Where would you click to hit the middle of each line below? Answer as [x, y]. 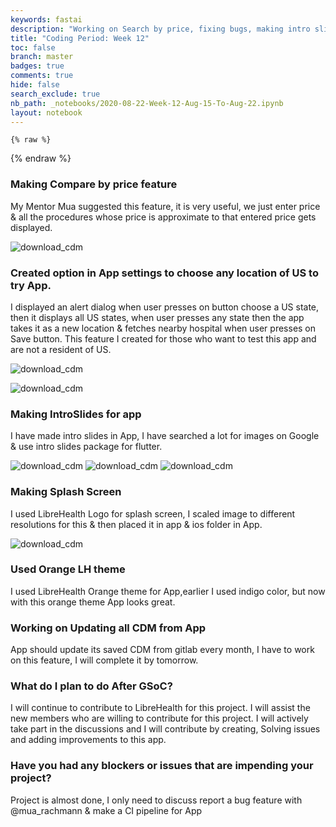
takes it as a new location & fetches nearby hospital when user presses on [163, 328]
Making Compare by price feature [94, 184]
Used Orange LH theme [68, 569]
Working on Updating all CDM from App [108, 628]
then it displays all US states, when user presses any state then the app [157, 317]
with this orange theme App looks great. [93, 602]
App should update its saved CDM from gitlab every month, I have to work [162, 650]
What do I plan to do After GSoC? [91, 686]
